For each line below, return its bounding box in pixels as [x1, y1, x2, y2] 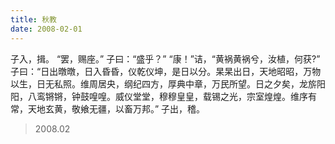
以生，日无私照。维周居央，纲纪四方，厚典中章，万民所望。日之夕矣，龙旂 [10, 77, 317, 90]
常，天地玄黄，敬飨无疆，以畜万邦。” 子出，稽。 [10, 102, 206, 115]
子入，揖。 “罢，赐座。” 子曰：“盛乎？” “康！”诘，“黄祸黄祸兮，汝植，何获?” [10, 52, 321, 65]
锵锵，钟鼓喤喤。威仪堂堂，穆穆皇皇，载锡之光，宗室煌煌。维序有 [44, 90, 317, 102]
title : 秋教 [10, 14, 57, 25]
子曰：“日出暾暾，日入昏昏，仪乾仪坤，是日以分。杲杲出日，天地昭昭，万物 [10, 65, 322, 77]
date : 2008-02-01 [10, 24, 83, 34]
